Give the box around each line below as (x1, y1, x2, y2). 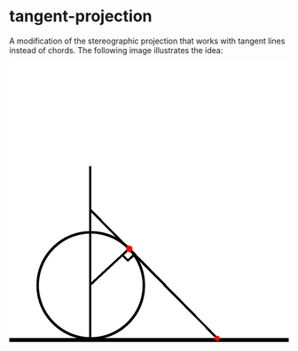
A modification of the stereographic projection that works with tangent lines (9, 35, 286, 46)
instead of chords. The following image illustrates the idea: (9, 44, 223, 55)
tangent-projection (9, 6, 153, 27)
